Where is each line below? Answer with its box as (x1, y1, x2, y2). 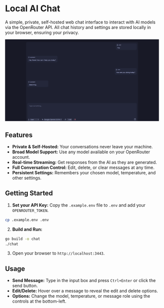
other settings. (12, 175, 41, 181)
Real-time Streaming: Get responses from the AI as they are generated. (12, 160, 157, 165)
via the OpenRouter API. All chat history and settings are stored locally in (5, 24, 151, 30)
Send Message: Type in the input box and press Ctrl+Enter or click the (12, 278, 156, 284)
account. (12, 154, 30, 160)
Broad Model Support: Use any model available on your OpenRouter (12, 149, 150, 155)
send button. (12, 283, 38, 289)
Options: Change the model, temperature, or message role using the (12, 293, 150, 299)
